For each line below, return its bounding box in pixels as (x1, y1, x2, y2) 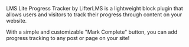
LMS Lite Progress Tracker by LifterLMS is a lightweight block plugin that (6, 5, 183, 12)
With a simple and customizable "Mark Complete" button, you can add (6, 28, 178, 35)
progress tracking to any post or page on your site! (6, 35, 130, 41)
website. (6, 17, 27, 24)
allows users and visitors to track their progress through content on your (6, 11, 182, 18)
